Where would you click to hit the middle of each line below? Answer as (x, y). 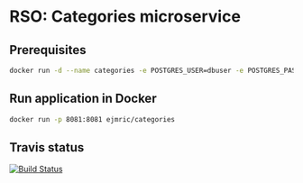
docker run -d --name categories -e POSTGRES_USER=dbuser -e (127, 70)
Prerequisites (48, 50)
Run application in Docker (83, 99)
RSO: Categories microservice (125, 17)
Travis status (47, 147)
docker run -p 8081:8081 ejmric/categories (92, 119)
